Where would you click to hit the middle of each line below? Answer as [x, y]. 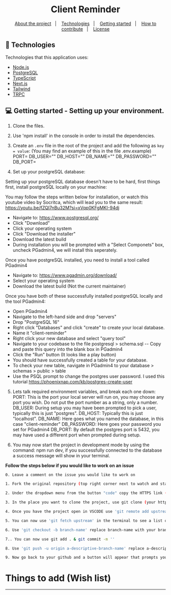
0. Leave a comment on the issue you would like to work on [70, 475]
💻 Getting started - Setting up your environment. [85, 111]
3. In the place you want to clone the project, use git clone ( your [81, 502]
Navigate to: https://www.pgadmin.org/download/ [65, 275]
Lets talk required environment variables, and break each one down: [84, 392]
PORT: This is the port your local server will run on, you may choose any [88, 397]
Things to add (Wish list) [58, 578]
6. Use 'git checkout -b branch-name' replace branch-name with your [81, 530]
